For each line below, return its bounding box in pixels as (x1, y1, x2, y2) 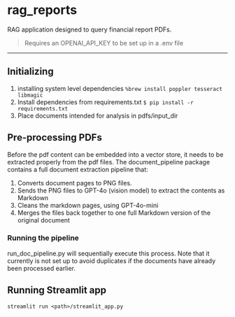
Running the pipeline (7, 233, 79, 243)
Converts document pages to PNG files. (17, 178, 132, 187)
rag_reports (7, 2, 78, 18)
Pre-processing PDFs (7, 132, 103, 143)
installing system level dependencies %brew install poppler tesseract (17, 84, 222, 92)
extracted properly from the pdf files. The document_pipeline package (7, 157, 211, 166)
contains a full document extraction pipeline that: (7, 165, 148, 174)
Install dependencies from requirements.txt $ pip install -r (17, 97, 194, 106)
